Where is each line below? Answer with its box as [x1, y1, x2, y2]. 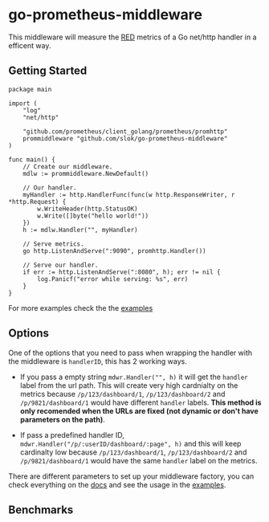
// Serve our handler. [22, 261, 99, 269]
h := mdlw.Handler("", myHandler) [22, 226, 138, 234]
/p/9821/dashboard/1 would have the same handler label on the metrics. [19, 455, 258, 465]
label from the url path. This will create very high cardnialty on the [19, 380, 238, 390]
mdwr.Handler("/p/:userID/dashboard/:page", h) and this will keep [19, 438, 242, 448]
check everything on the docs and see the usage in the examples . [8, 479, 226, 489]
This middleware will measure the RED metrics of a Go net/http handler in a [8, 32, 257, 42]
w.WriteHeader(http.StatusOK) [37, 205, 138, 213]
